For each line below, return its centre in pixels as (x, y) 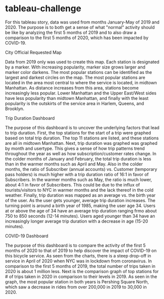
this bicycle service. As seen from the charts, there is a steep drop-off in (78, 255)
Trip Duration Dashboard (30, 118)
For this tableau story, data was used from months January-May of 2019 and (82, 22)
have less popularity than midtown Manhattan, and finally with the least (77, 98)
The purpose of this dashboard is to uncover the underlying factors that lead (82, 127)
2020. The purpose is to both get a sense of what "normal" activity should (80, 27)
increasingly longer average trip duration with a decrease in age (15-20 (77, 221)
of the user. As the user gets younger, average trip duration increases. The (80, 200)
